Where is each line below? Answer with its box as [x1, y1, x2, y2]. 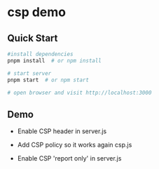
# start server [7, 69, 52, 77]
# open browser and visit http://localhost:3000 [7, 89, 152, 96]
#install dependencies [7, 50, 74, 58]
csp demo [7, 4, 67, 20]
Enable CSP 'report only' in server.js [17, 154, 122, 163]
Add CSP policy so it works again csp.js [17, 141, 132, 149]
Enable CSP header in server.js [17, 127, 107, 135]
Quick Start [7, 32, 58, 44]
